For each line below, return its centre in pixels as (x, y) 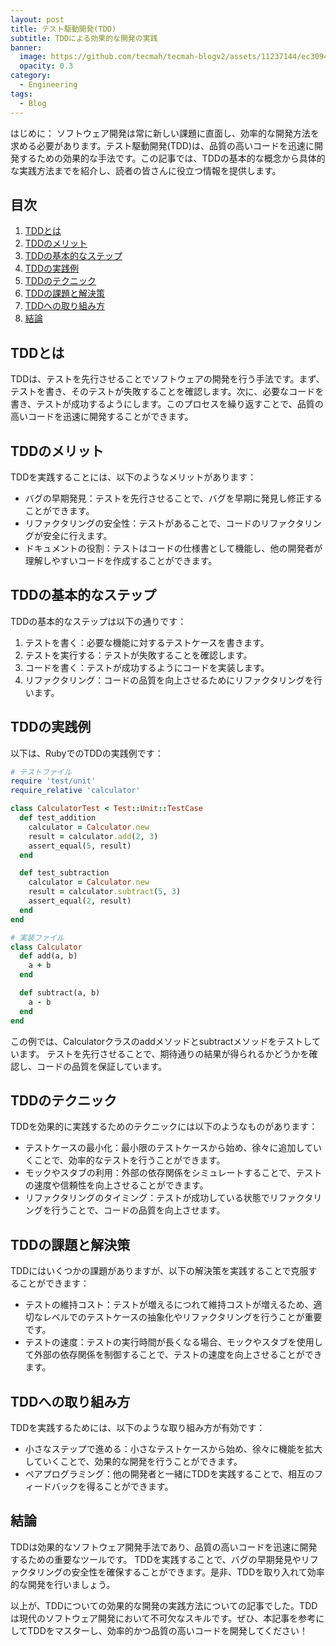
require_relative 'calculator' (75, 791)
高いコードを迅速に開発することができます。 (102, 417)
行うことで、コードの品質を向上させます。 (138, 1210)
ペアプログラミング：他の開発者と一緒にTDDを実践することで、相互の (169, 1474)
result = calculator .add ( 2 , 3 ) (93, 836)
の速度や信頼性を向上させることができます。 (116, 1185)
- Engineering (48, 85)
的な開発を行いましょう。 (63, 1584)
